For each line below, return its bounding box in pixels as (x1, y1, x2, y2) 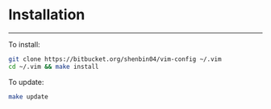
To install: (8, 39, 40, 49)
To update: (8, 77, 44, 87)
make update (8, 92, 48, 101)
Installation (8, 6, 85, 24)
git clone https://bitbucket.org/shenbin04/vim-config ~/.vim (8, 54, 222, 63)
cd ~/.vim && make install (8, 63, 99, 71)
